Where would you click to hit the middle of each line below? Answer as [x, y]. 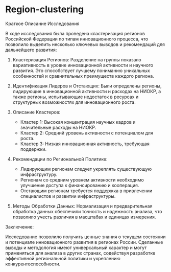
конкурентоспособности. [33, 264]
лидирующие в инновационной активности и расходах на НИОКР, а [87, 91]
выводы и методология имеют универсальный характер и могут [76, 247]
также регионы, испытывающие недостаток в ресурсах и [76, 97]
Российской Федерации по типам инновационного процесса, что [77, 39]
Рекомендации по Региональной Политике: [60, 159]
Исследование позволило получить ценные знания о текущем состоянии [86, 237]
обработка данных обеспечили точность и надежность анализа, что [87, 211]
